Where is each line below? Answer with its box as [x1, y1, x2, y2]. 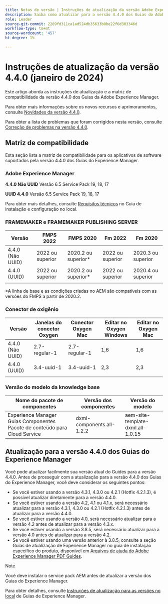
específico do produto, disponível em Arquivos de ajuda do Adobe [12, 548, 149, 554]
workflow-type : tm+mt [5, 26, 50, 31]
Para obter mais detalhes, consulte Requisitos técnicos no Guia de [5, 200, 141, 206]
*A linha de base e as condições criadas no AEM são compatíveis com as [5, 288, 157, 294]
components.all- [75, 421, 115, 428]
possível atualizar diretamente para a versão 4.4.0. [12, 494, 117, 500]
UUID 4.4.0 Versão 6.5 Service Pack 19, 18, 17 [5, 191, 99, 197]
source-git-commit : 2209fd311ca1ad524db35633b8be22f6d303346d [5, 21, 137, 27]
